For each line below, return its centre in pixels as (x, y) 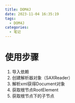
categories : (17, 28)
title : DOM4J (18, 9)
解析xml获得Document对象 (38, 84)
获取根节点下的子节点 (33, 96)
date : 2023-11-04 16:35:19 (32, 14)
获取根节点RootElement (35, 89)
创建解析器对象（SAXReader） (42, 77)
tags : (10, 18)
